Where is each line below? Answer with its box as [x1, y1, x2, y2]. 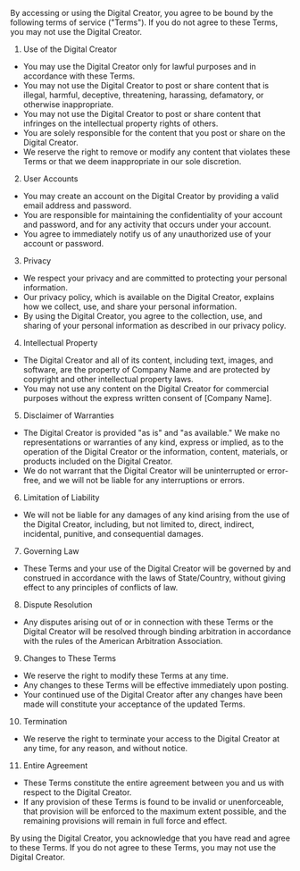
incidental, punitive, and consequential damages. [22, 529, 204, 539]
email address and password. [22, 200, 132, 211]
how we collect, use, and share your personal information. [22, 301, 237, 312]
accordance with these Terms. [22, 71, 136, 81]
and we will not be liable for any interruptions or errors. [42, 475, 245, 485]
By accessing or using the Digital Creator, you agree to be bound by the [10, 8, 273, 18]
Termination [22, 716, 68, 726]
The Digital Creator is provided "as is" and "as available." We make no [22, 428, 280, 438]
